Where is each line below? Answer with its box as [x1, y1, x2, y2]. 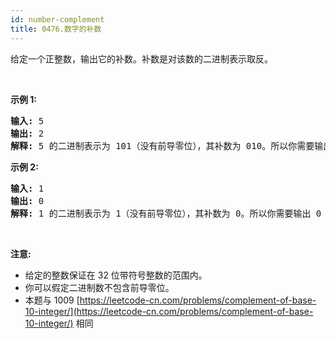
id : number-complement [10, 14, 105, 25]
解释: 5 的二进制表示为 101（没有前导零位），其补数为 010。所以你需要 [10, 140, 315, 151]
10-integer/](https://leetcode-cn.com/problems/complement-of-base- [24, 305, 314, 317]
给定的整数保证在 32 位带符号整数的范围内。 [24, 269, 208, 281]
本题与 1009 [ [24, 294, 80, 306]
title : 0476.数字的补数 [10, 24, 102, 34]
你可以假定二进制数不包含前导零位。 [24, 281, 175, 293]
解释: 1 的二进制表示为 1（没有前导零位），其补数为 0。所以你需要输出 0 [10, 207, 322, 219]
